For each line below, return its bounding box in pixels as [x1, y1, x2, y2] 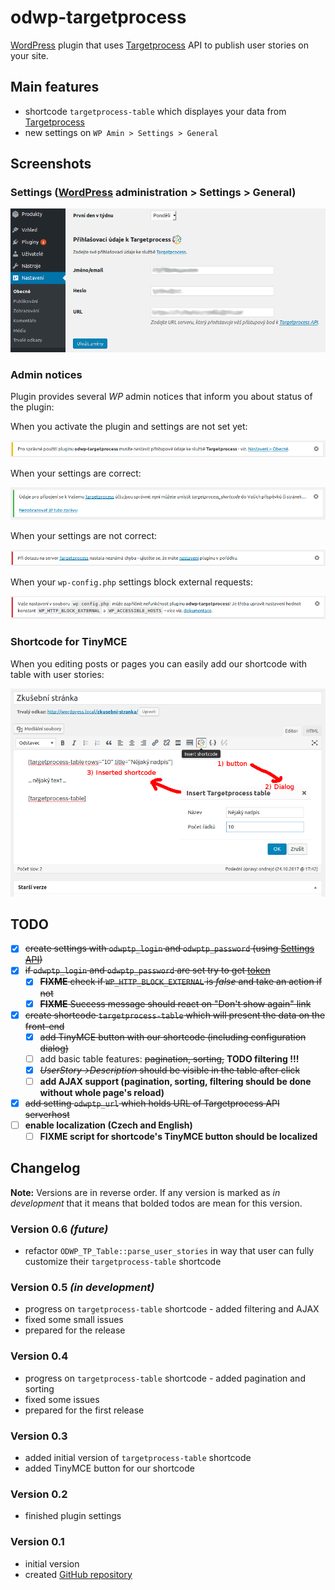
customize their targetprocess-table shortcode [24, 1256, 222, 1268]
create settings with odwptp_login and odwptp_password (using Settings [24, 942, 315, 955]
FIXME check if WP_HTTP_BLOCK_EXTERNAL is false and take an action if [39, 976, 323, 988]
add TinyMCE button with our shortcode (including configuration [39, 1031, 307, 1043]
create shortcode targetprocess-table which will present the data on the [24, 1009, 326, 1021]
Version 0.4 [10, 1349, 69, 1363]
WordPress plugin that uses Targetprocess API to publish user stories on [10, 39, 310, 51]
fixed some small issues [24, 1314, 124, 1326]
